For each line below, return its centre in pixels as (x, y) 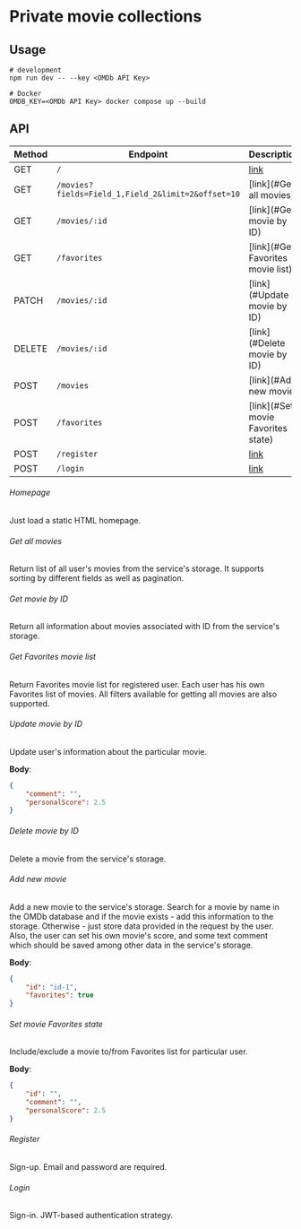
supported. (30, 703)
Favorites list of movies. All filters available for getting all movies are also (143, 694)
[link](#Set (271, 405)
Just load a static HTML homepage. (75, 521)
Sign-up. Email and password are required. (88, 1167)
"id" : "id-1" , (52, 987)
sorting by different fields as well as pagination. (97, 578)
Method (31, 154)
